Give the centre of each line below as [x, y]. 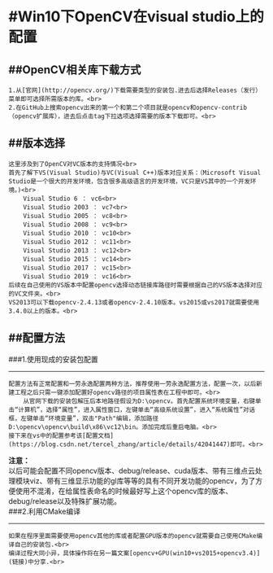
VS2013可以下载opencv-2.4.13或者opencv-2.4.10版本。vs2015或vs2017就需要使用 [134, 302]
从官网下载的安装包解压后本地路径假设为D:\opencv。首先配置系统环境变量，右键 [139, 401]
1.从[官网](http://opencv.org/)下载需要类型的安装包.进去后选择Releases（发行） [135, 90]
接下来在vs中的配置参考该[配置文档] [61, 435]
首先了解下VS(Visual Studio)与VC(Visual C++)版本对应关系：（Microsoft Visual [135, 173]
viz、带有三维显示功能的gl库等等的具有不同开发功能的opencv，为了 [143, 480]
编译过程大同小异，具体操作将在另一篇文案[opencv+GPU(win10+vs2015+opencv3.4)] [134, 553]
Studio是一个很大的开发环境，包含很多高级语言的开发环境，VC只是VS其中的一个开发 [129, 181]
